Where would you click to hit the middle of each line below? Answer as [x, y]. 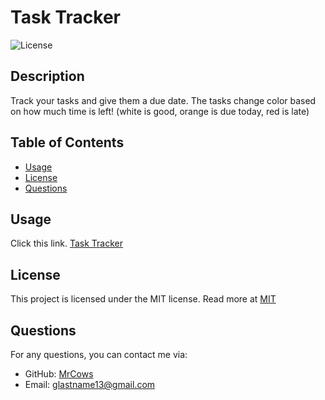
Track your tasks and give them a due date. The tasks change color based [163, 100]
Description [47, 76]
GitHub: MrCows [59, 374]
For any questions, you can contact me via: [99, 354]
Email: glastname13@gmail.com [90, 384]
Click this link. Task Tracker [66, 243]
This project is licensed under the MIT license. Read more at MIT [143, 299]
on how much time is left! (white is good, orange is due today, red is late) [160, 111]
